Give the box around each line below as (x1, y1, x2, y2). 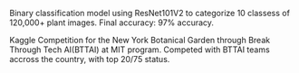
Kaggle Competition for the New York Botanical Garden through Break (9, 35, 270, 45)
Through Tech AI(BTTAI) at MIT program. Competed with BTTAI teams (9, 44, 270, 55)
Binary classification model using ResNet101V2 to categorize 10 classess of (9, 8, 290, 18)
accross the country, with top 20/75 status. (9, 54, 170, 64)
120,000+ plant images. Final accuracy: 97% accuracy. (9, 17, 215, 28)
